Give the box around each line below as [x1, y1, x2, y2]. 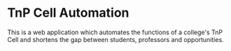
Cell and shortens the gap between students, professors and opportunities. [7, 35, 224, 43]
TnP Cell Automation [7, 5, 129, 21]
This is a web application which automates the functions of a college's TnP [7, 28, 223, 36]
